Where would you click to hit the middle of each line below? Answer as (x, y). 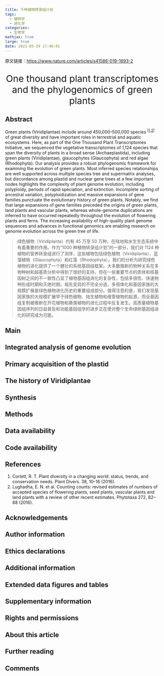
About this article (32, 635)
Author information (35, 535)
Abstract (19, 119)
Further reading (29, 652)
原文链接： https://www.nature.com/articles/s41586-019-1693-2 (69, 61)
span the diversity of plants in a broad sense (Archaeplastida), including (78, 152)
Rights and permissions (42, 618)
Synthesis (21, 397)
